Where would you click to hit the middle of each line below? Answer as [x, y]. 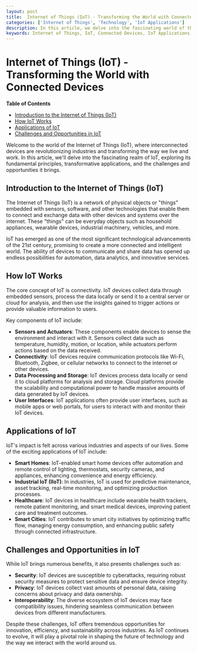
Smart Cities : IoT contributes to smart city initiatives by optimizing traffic [102, 519]
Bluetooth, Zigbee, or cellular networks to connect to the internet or [96, 363]
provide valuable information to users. [52, 309]
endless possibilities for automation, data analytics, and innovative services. [98, 257]
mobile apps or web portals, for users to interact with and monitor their [100, 406]
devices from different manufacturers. [60, 613]
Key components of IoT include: [45, 320]
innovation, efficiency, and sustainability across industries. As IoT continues [98, 630]
